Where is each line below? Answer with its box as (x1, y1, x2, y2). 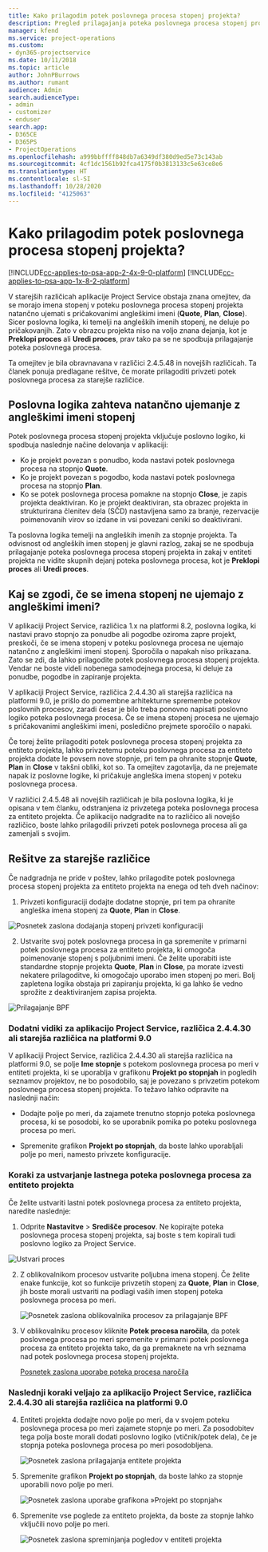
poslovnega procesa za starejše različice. (8, 374, 145, 384)
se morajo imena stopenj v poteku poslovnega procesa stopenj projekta (8, 300, 243, 310)
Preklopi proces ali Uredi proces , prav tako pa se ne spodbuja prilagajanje (8, 334, 254, 343)
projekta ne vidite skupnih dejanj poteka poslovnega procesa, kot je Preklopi (8, 556, 260, 565)
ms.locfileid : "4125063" (8, 189, 91, 198)
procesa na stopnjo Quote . (19, 464, 108, 473)
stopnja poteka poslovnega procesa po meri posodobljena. (19, 1440, 214, 1450)
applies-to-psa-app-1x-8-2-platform (8, 276, 128, 286)
